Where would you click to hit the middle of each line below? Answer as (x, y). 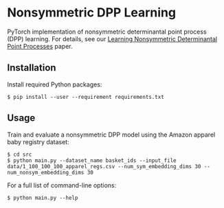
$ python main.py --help (43, 198)
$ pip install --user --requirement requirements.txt (86, 97)
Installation (32, 68)
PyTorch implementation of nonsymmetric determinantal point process (107, 32)
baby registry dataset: (38, 141)
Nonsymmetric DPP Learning (92, 13)
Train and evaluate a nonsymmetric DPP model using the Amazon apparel (111, 135)
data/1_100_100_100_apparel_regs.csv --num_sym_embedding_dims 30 (104, 166)
